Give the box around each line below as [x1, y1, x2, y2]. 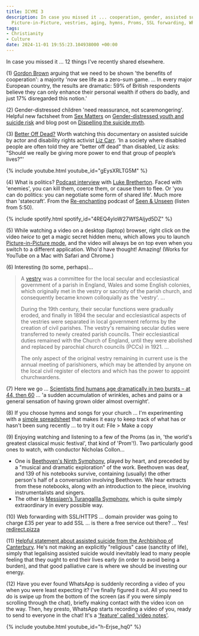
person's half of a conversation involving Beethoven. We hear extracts [14, 476, 187, 484]
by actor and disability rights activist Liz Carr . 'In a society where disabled [6, 136, 187, 144]
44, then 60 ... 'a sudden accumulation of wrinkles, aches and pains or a [6, 391, 182, 398]
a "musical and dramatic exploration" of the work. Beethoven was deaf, [14, 463, 189, 470]
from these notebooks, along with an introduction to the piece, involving [14, 482, 191, 489]
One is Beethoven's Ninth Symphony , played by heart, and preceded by [14, 457, 190, 465]
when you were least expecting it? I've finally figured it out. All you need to [6, 586, 188, 593]
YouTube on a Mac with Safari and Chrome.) [6, 252, 114, 259]
